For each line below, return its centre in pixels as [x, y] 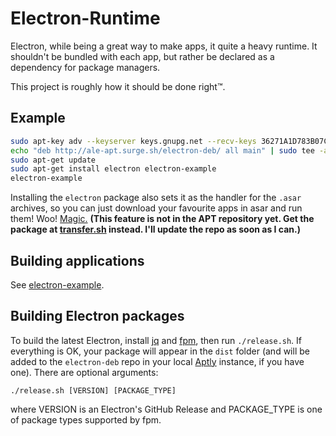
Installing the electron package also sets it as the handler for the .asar [156, 198]
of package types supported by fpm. [86, 419]
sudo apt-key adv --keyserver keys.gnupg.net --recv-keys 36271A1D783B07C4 [171, 141]
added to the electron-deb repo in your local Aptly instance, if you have [157, 361]
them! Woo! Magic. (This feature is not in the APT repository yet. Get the [162, 219]
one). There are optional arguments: [84, 372]
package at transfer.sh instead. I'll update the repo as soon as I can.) [156, 229]
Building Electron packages [97, 316]
